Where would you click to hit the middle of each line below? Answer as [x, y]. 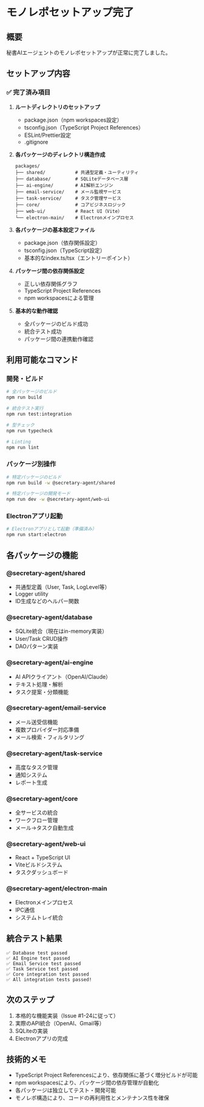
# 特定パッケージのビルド [34, 477]
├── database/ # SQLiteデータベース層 [72, 179]
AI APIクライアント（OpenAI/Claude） [63, 677]
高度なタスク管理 [36, 767]
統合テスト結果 [34, 939]
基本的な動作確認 [36, 310]
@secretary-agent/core [42, 799]
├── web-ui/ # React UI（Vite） [69, 211]
